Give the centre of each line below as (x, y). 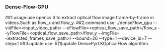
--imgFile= (109, 33)
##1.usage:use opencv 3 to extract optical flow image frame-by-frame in (80, 18)
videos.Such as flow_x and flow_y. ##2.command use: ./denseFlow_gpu (79, 23)
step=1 (12, 44)
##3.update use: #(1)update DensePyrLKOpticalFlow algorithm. (84, 44)
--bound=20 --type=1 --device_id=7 (110, 38)
